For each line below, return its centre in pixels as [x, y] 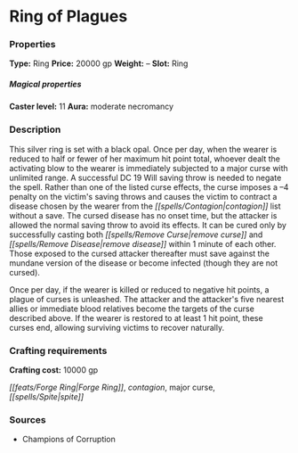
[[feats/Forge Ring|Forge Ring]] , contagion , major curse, [113, 387]
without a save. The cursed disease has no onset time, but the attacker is [143, 215]
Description [35, 129]
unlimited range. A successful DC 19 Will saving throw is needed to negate [145, 177]
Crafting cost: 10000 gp [54, 370]
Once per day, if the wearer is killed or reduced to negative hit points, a [139, 289]
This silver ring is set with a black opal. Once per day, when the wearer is [143, 149]
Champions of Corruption [68, 440]
